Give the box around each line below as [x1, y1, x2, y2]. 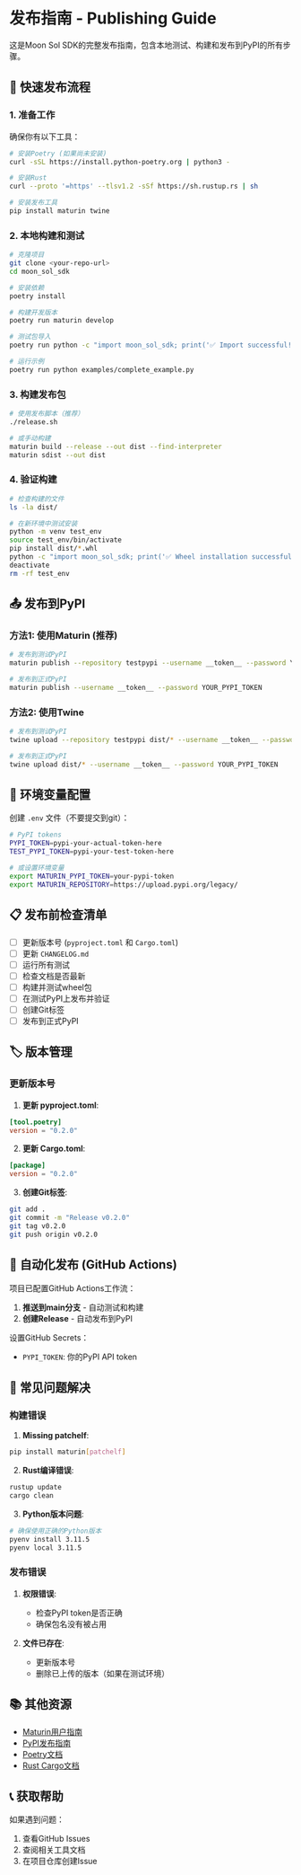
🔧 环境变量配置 [9, 787, 91, 802]
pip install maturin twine [9, 207, 110, 216]
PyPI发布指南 [21, 1738, 72, 1748]
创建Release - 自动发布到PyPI [21, 1313, 133, 1323]
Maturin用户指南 [21, 1726, 83, 1737]
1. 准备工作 [9, 109, 56, 121]
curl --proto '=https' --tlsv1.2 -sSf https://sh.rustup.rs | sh [9, 181, 258, 191]
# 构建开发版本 [9, 307, 58, 317]
